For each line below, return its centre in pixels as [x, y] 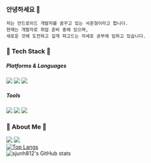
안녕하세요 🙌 [23, 9]
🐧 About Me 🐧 [26, 127]
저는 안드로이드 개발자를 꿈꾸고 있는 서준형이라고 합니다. [67, 23]
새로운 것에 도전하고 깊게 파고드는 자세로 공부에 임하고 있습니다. [76, 36]
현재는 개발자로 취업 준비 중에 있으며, [47, 30]
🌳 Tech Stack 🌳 [29, 51]
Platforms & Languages [36, 66]
